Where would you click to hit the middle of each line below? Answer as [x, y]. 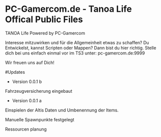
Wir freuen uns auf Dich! [30, 62]
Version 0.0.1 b [27, 82]
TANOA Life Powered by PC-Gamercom [45, 33]
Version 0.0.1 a [27, 100]
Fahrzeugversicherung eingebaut [39, 91]
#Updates [15, 72]
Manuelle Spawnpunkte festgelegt [40, 119]
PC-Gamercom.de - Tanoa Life [68, 9]
